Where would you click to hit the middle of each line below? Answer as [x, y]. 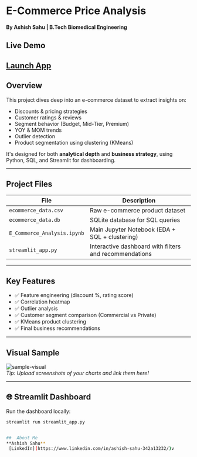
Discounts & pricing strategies [51, 111]
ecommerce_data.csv [36, 211]
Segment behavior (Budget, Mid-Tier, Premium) [72, 124]
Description [139, 201]
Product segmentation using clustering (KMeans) [74, 142]
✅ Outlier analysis [36, 308]
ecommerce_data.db [35, 220]
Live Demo [26, 46]
